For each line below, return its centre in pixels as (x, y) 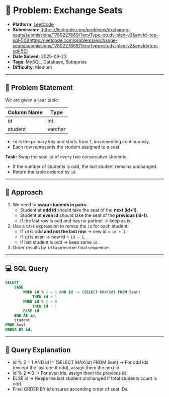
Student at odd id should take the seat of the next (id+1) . (79, 210)
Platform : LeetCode (33, 24)
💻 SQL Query (27, 269)
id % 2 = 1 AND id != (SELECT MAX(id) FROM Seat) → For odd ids (80, 362)
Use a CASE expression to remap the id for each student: (71, 226)
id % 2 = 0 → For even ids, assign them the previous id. (70, 373)
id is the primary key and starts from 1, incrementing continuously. (81, 141)
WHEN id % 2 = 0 (40, 301)
